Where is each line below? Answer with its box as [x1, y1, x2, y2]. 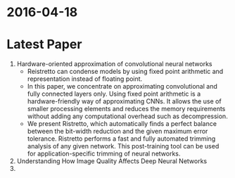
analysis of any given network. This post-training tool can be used [27, 142, 220, 151]
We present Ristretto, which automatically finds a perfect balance [27, 120, 217, 128]
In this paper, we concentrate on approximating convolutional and [27, 82, 217, 91]
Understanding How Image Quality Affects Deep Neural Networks [16, 157, 208, 165]
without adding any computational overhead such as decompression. [27, 112, 228, 120]
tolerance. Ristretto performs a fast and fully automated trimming [27, 134, 216, 143]
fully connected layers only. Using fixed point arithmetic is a [27, 89, 201, 98]
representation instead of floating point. [27, 75, 143, 83]
